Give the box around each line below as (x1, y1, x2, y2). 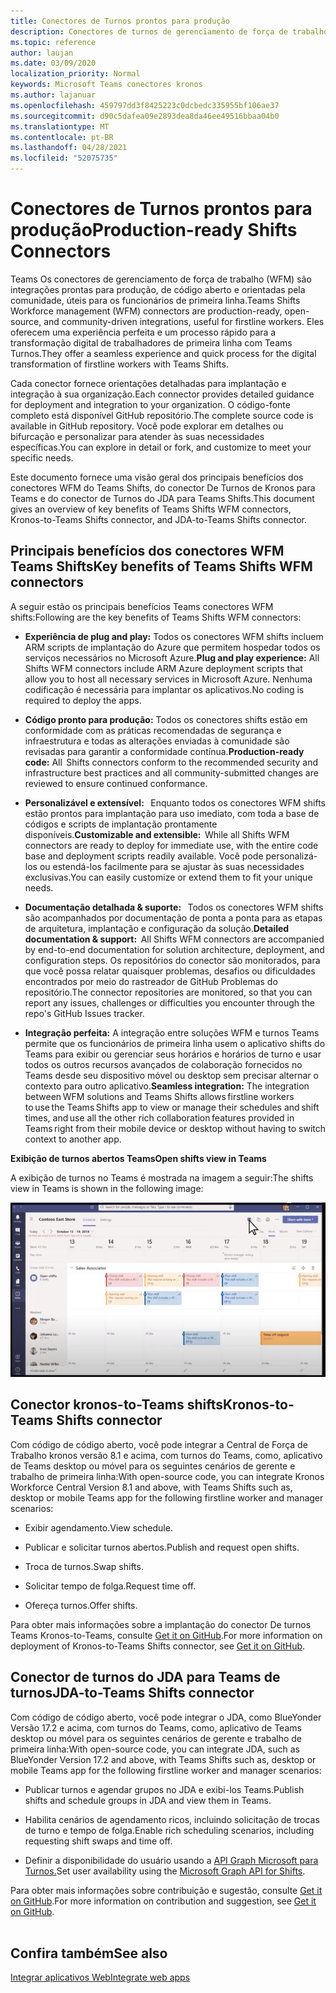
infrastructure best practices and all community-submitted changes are (24, 766, 319, 779)
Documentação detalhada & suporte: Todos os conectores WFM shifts (24, 901, 324, 913)
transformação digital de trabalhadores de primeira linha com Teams (10, 336, 293, 349)
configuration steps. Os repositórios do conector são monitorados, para (24, 954, 321, 966)
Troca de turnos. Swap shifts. (24, 1560, 144, 1572)
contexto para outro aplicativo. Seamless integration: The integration (24, 1080, 310, 1092)
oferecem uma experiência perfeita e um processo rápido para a (10, 326, 277, 338)
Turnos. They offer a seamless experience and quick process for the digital (10, 347, 317, 359)
